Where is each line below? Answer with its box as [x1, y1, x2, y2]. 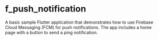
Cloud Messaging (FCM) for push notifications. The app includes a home [5, 24, 152, 30]
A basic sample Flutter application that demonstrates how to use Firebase [5, 19, 154, 25]
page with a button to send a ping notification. [5, 29, 98, 35]
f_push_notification [5, 3, 87, 14]
